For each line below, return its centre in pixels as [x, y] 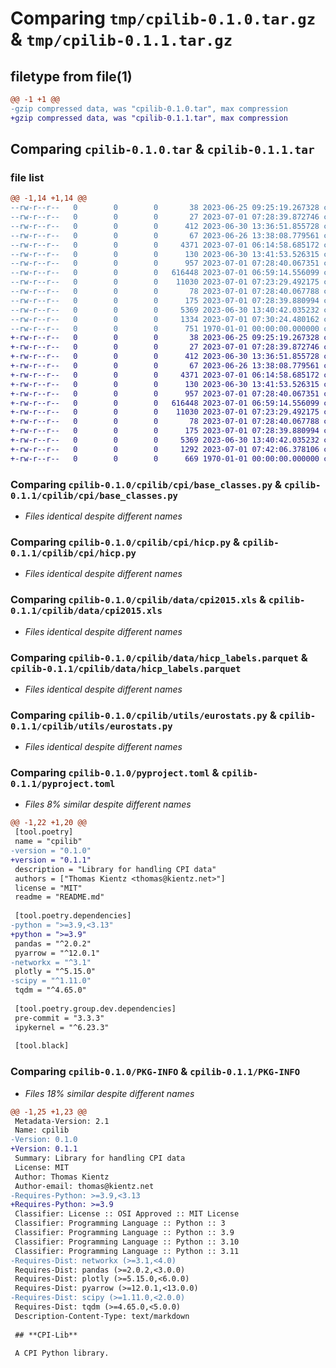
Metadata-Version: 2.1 [62, 1121]
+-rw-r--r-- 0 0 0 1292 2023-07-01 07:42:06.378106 [165, 449]
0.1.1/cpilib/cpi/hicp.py [73, 553]
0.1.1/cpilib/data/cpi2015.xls [86, 611]
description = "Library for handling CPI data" [115, 869]
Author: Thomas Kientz [62, 1177]
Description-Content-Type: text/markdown [102, 1316]
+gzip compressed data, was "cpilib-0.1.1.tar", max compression [149, 118]
